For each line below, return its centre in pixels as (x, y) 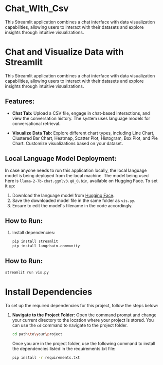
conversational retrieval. (36, 123)
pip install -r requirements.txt (46, 357)
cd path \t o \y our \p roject (37, 334)
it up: (10, 186)
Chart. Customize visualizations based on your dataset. (67, 143)
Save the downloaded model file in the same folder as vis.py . (74, 201)
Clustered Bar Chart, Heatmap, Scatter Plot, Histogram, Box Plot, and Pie (85, 138)
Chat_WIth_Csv (37, 9)
